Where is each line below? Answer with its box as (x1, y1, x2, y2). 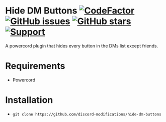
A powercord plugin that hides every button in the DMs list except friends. (5, 42, 158, 48)
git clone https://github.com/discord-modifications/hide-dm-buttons (12, 111, 162, 117)
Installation (5, 94, 53, 106)
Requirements (5, 60, 65, 72)
